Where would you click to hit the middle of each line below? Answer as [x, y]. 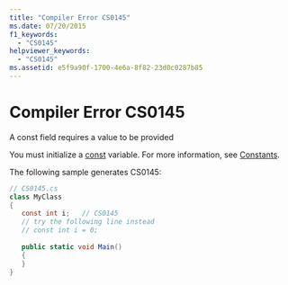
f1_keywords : [34, 34]
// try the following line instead [88, 222]
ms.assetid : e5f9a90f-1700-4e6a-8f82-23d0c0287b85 [106, 68]
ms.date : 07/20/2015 [48, 26]
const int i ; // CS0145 [70, 214]
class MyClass [36, 197]
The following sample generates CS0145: [85, 172]
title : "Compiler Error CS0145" [70, 18]
